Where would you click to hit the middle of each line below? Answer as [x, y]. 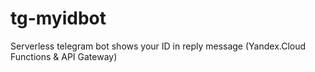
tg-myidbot [58, 18]
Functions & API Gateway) [64, 56]
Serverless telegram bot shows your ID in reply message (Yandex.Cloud [158, 46]
